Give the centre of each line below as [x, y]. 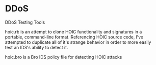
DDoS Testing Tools [25, 22]
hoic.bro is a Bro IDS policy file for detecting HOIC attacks [64, 57]
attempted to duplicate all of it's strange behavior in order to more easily [78, 42]
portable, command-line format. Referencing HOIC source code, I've [74, 37]
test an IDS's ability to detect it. [37, 47]
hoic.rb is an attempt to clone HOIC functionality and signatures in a [74, 32]
